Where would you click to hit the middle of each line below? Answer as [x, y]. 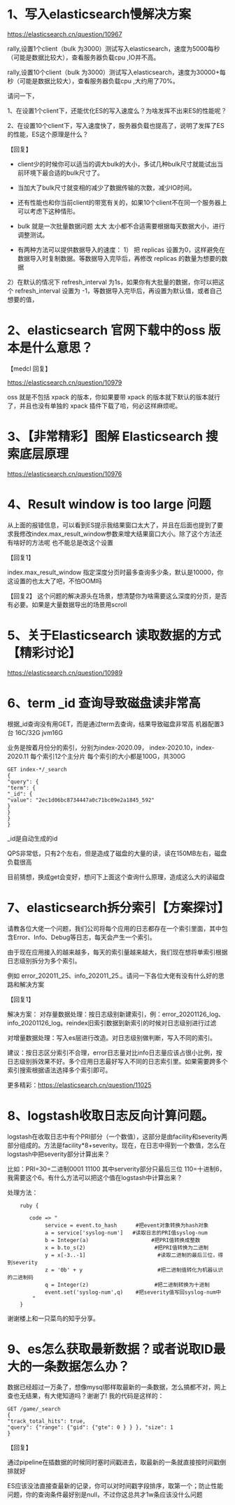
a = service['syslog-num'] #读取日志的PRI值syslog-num [126, 1233]
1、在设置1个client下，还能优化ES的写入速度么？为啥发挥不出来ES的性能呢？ [117, 110]
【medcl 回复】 [29, 369]
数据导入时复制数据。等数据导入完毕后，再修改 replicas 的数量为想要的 [119, 258]
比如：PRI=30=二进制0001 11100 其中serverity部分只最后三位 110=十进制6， [116, 1169]
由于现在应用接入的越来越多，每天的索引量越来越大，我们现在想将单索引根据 [117, 952]
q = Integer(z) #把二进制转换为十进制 [127, 1285]
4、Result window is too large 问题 [109, 504]
